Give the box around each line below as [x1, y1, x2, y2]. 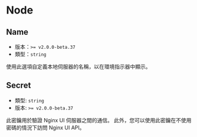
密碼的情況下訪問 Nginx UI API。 [6, 124, 85, 131]
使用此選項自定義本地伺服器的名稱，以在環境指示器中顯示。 [6, 63, 151, 70]
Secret [6, 81, 31, 91]
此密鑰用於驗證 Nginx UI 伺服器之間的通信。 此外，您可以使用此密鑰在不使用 [6, 116, 192, 123]
